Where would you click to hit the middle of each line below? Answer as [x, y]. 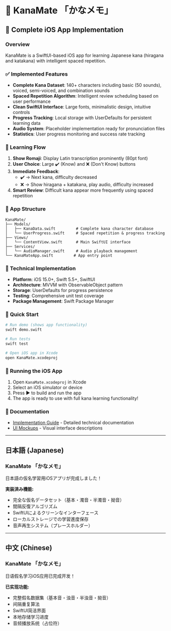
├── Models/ [18, 224]
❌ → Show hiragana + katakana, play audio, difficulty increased [87, 185]
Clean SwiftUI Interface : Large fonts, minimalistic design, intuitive [82, 107]
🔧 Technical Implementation [41, 268]
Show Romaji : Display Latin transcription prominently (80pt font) [80, 159]
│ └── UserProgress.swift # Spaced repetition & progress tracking [85, 233]
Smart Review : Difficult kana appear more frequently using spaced [83, 190]
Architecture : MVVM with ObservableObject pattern [68, 285]
